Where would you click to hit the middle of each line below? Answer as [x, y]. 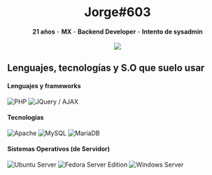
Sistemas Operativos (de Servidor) [59, 149]
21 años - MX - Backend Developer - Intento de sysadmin [118, 31]
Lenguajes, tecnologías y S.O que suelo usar [106, 68]
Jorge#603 [118, 12]
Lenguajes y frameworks [44, 85]
